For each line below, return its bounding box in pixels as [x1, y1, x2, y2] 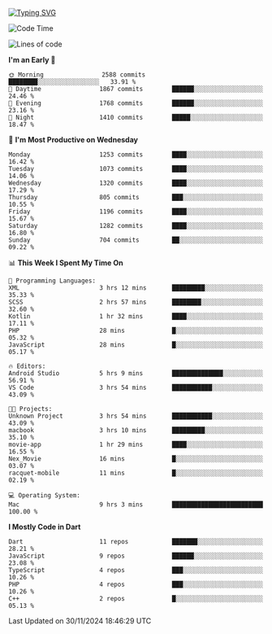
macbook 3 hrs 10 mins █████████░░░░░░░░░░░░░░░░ [8, 426, 264, 435]
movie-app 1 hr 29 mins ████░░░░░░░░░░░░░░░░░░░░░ [8, 440, 264, 448]
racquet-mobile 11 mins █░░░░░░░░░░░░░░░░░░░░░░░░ [8, 469, 264, 477]
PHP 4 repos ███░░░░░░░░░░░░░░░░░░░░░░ [8, 580, 264, 588]
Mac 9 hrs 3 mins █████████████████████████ [8, 501, 264, 509]
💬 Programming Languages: [8, 277, 96, 285]
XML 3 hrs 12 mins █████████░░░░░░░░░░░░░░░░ [8, 284, 264, 292]
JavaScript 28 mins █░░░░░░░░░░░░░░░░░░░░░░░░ [8, 341, 264, 349]
